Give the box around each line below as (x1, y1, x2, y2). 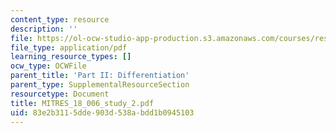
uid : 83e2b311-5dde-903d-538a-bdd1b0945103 (10, 107, 195, 118)
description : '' (10, 24, 78, 34)
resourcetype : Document (10, 89, 110, 99)
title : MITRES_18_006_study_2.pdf (10, 98, 155, 108)
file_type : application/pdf (10, 42, 128, 53)
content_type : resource (10, 14, 110, 25)
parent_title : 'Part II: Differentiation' (10, 71, 190, 81)
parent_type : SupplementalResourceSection (10, 80, 190, 90)
